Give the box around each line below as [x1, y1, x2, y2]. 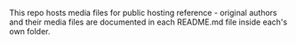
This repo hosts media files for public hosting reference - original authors [9, 8, 277, 18]
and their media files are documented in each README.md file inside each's [9, 17, 288, 27]
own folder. [9, 26, 51, 36]
